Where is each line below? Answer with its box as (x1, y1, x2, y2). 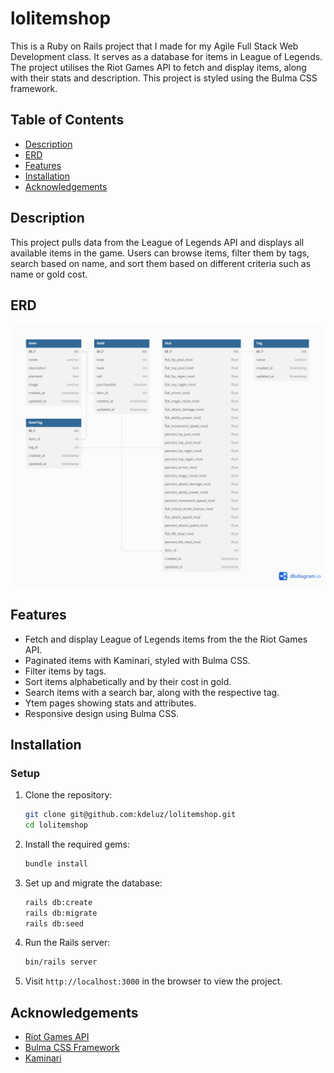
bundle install (24, 858, 89, 869)
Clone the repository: (24, 789, 113, 801)
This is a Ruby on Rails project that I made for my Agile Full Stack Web (10, 40, 299, 52)
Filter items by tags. (24, 665, 107, 677)
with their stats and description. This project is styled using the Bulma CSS (10, 72, 318, 84)
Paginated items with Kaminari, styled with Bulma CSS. (24, 654, 251, 666)
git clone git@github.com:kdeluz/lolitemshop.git (24, 810, 237, 820)
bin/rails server (24, 957, 98, 967)
